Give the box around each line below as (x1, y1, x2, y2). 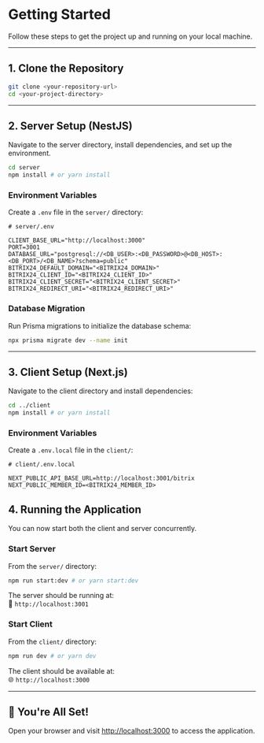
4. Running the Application (8, 503, 141, 516)
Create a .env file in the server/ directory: (8, 207, 144, 217)
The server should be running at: (8, 591, 115, 600)
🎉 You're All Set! (8, 705, 89, 719)
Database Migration (8, 303, 86, 314)
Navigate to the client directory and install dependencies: (8, 386, 193, 396)
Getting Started (8, 6, 112, 24)
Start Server (8, 544, 57, 555)
